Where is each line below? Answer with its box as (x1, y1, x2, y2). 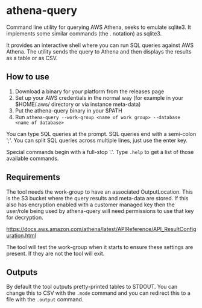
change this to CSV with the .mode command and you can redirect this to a (6, 289, 191, 297)
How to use (6, 72, 49, 82)
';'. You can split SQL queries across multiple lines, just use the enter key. (6, 137, 188, 144)
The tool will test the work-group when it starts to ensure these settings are (6, 243, 194, 250)
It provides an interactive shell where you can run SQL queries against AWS (6, 42, 194, 49)
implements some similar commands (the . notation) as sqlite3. (6, 29, 162, 37)
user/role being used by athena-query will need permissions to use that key (6, 207, 194, 214)
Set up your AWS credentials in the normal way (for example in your (14, 94, 184, 101)
